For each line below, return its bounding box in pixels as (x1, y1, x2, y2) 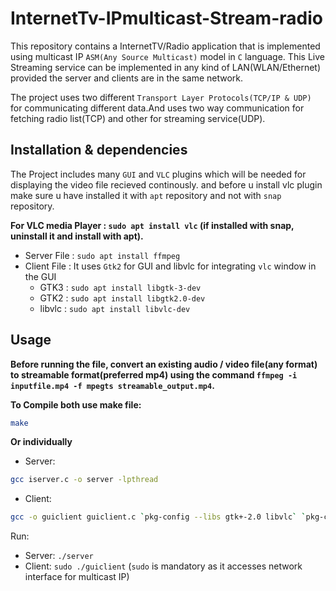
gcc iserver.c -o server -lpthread (10, 475, 159, 485)
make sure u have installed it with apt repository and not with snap (10, 189, 282, 201)
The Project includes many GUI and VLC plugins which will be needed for (10, 168, 307, 180)
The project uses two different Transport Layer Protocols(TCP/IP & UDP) (10, 91, 312, 103)
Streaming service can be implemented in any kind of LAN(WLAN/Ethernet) (10, 61, 322, 73)
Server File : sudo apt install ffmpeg (24, 249, 181, 261)
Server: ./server (24, 550, 94, 562)
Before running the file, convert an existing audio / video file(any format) (10, 358, 318, 370)
